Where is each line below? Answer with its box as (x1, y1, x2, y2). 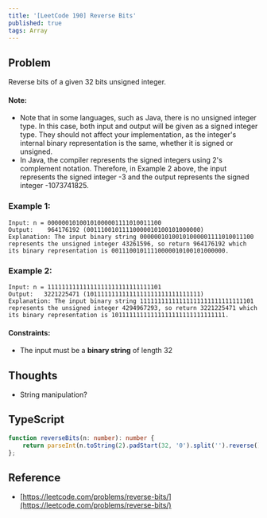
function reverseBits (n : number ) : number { (8, 434, 155, 442)
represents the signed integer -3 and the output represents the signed (19, 172, 250, 182)
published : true (8, 19, 62, 27)
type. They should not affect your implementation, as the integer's (19, 130, 237, 139)
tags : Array (8, 26, 48, 34)
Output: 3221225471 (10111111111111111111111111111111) (8, 290, 204, 298)
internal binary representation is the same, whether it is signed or (19, 139, 234, 148)
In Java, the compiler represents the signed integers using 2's (19, 155, 222, 165)
